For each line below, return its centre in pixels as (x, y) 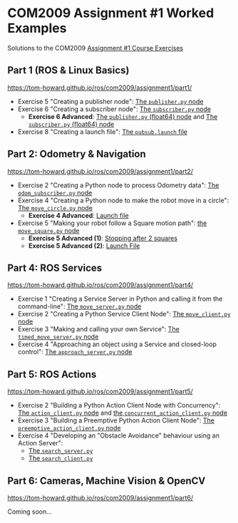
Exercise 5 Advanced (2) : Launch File (84, 245)
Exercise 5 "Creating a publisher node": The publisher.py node (110, 101)
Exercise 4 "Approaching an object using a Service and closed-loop (117, 344)
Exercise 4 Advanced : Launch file (79, 215)
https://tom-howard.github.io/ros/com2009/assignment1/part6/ (100, 498)
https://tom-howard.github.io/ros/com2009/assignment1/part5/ (100, 392)
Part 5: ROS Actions (52, 374)
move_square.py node (48, 230)
